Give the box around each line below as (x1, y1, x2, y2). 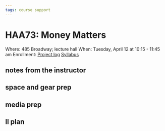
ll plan (5, 117, 25, 126)
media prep (5, 100, 42, 109)
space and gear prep (5, 83, 72, 92)
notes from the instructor (5, 66, 86, 74)
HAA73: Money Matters (5, 29, 106, 40)
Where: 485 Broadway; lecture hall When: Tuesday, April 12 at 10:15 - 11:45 (5, 46, 160, 52)
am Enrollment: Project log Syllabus (5, 51, 79, 57)
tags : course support (5, 7, 51, 13)
